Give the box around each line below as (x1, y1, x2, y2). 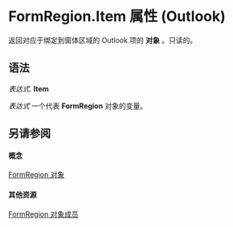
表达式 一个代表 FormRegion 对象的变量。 (8, 101, 148, 111)
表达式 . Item (8, 83, 50, 93)
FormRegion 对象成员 (8, 209, 79, 219)
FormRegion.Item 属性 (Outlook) (8, 7, 227, 26)
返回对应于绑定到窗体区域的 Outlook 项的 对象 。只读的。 (8, 35, 198, 45)
